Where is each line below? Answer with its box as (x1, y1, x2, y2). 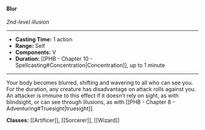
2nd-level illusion (6, 18, 49, 26)
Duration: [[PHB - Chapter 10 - (15, 55, 93, 63)
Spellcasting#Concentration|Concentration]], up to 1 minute (15, 61, 165, 69)
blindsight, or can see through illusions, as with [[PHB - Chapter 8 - (6, 98, 176, 106)
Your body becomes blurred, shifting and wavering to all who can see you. (6, 79, 193, 86)
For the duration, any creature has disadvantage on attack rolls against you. (6, 86, 196, 93)
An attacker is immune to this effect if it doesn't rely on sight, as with (6, 92, 179, 100)
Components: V (15, 49, 56, 56)
